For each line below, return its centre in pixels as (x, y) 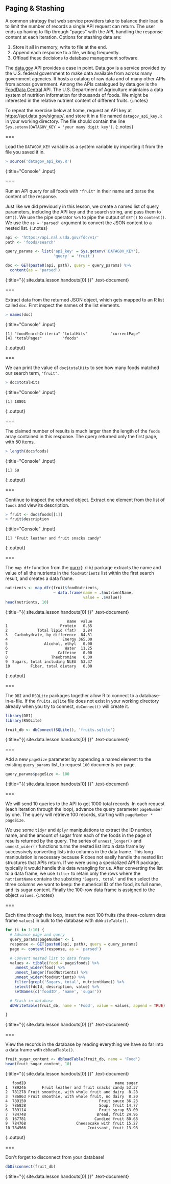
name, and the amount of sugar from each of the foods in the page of (78, 835)
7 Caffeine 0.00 (49, 653)
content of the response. (31, 196)
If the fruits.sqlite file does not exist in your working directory (92, 701)
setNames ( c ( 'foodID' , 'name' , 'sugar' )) (58, 992)
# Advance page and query (38, 935)
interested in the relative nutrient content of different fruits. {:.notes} (77, 100)
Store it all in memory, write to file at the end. (60, 47)
